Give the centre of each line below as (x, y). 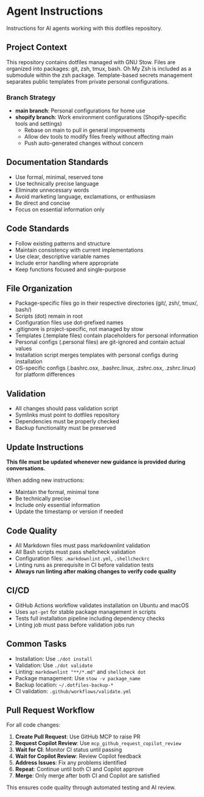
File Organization (40, 289)
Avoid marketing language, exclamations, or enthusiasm (85, 196)
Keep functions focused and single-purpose (70, 269)
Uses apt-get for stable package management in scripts (86, 611)
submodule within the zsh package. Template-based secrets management (100, 75)
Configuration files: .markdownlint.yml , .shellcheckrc (83, 558)
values (23, 349)
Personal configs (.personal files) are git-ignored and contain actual (100, 342)
